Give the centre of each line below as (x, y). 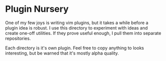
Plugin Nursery (37, 9)
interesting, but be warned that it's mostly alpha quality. (62, 53)
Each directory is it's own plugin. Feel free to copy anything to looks (75, 48)
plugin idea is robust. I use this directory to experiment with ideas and (77, 28)
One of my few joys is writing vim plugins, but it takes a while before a (77, 23)
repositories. (18, 38)
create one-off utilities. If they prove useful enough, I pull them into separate (83, 33)
